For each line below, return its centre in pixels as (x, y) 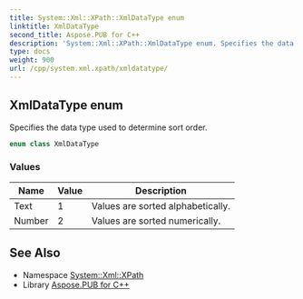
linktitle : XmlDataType (54, 26)
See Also (35, 253)
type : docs (30, 52)
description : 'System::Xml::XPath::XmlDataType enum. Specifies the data (152, 43)
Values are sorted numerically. (156, 221)
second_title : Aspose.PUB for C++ (75, 35)
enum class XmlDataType (54, 144)
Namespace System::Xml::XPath (83, 274)
